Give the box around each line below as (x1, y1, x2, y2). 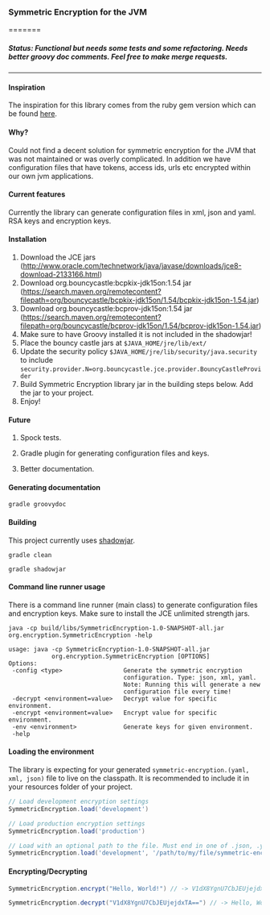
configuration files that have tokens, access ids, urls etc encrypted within (8, 162, 252, 172)
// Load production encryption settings (8, 819, 146, 828)
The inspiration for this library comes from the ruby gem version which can (8, 100, 256, 110)
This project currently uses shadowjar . (8, 535, 135, 545)
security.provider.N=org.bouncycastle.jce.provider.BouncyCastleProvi (19, 365, 262, 373)
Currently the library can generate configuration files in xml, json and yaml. (8, 207, 256, 217)
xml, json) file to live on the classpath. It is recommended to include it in (8, 773, 250, 784)
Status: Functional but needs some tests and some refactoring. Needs (8, 43, 248, 52)
